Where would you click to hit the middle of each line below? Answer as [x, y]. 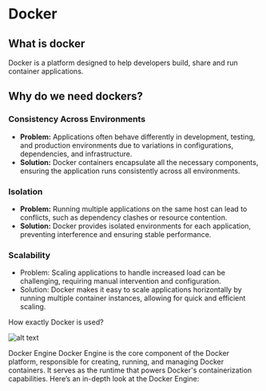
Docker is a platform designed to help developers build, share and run [123, 62]
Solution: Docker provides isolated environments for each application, [135, 226]
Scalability [29, 255]
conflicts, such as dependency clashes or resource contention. [123, 217]
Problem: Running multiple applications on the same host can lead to [133, 208]
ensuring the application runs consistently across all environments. [130, 171]
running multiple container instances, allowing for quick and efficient [133, 298]
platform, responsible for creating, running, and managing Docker [116, 362]
